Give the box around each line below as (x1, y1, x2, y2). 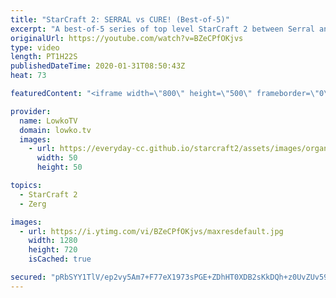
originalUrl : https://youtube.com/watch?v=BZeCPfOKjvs (10, 33, 244, 43)
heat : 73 (10, 71, 47, 81)
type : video (10, 42, 60, 53)
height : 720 (28, 245, 78, 255)
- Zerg (19, 199, 47, 209)
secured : (10, 272, 47, 282)
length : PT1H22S (10, 52, 78, 62)
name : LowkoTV (19, 116, 78, 126)
